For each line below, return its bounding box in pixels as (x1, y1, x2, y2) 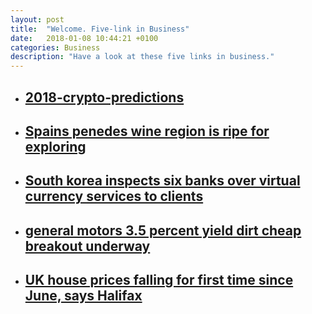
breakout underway (24, 237, 151, 255)
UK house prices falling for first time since (24, 272, 294, 289)
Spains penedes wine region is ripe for (24, 122, 270, 140)
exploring (24, 138, 87, 155)
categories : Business (10, 42, 101, 53)
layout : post (10, 14, 65, 25)
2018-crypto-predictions (24, 89, 185, 106)
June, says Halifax (24, 287, 143, 305)
